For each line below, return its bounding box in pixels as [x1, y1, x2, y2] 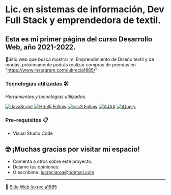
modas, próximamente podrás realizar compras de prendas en [5, 62, 136, 67]
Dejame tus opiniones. [12, 164, 60, 170]
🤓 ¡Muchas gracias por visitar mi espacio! [5, 144, 140, 154]
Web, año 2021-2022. [5, 42, 76, 52]
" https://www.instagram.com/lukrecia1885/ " [5, 67, 98, 73]
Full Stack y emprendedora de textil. [5, 14, 161, 26]
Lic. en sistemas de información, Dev [5, 4, 164, 15]
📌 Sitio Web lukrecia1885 [5, 184, 58, 190]
